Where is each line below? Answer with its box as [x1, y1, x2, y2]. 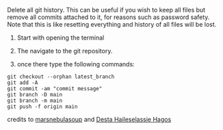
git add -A [7, 79, 38, 86]
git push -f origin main [7, 103, 78, 110]
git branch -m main [7, 97, 63, 104]
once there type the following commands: [16, 60, 135, 68]
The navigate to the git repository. [16, 47, 113, 55]
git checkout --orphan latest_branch [7, 73, 115, 80]
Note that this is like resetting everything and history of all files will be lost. [7, 21, 217, 28]
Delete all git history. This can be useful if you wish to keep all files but [7, 6, 206, 14]
